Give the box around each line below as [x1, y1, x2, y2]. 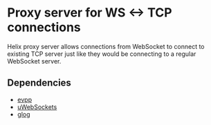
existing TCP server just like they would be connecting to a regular [7, 50, 196, 58]
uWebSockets [17, 102, 57, 111]
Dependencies [7, 77, 71, 89]
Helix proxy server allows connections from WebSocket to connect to [7, 42, 205, 50]
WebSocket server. [7, 57, 62, 65]
